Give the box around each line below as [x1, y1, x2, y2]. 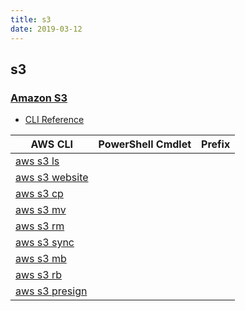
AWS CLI [30, 137, 74, 151]
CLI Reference [24, 114, 85, 126]
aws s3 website [15, 171, 89, 185]
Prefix [201, 137, 231, 151]
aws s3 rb [15, 268, 63, 282]
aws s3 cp [15, 187, 64, 201]
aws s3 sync [15, 236, 75, 250]
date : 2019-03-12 [10, 24, 83, 34]
